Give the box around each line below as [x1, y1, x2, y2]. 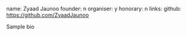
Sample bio [6, 23, 35, 30]
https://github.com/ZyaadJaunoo [6, 11, 89, 19]
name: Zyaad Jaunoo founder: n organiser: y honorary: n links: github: [6, 5, 182, 12]
